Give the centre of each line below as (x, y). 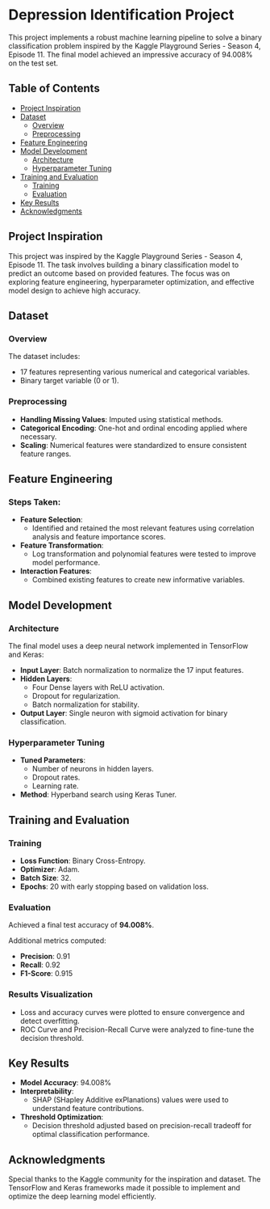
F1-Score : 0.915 (46, 974)
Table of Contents (54, 89)
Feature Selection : (51, 520)
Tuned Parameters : (53, 760)
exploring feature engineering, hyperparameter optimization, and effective (131, 281)
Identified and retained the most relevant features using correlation (143, 528)
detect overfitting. (50, 1021)
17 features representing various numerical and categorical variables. (135, 372)
